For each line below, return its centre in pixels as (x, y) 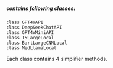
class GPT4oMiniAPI (30, 32)
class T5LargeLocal (30, 38)
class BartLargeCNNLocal (37, 43)
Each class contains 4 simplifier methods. (57, 59)
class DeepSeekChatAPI (34, 27)
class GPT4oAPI (25, 22)
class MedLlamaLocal (32, 48)
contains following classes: (41, 8)
